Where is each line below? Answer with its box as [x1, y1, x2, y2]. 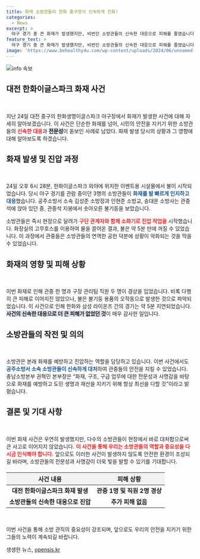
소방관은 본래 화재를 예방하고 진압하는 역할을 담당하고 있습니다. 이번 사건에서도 [6, 358, 189, 365]
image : [6, 48, 23, 54]
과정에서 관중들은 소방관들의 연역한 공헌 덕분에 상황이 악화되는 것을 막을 [24, 232, 192, 239]
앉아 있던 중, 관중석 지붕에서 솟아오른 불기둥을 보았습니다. [17, 205, 151, 212]
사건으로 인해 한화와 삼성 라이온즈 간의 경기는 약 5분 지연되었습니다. [35, 303, 192, 310]
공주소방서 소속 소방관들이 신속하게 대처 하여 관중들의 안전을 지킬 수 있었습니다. [6, 365, 188, 372]
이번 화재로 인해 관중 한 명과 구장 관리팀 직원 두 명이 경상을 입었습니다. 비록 [6, 288, 180, 295]
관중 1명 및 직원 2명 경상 [96, 486, 162, 494]
